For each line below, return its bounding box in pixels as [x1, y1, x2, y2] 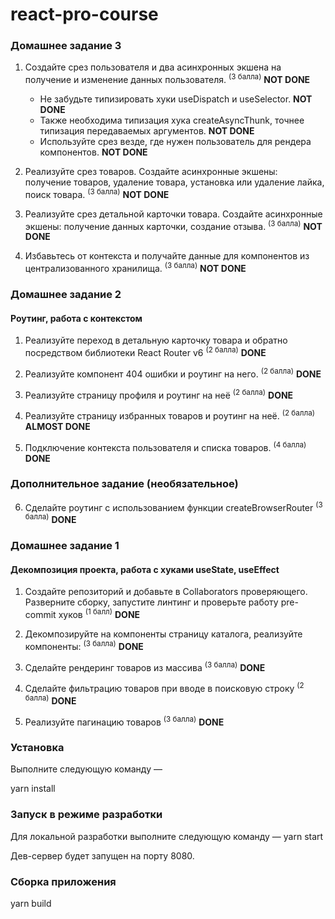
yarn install [10, 783, 56, 795]
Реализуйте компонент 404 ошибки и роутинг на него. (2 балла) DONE [24, 366, 322, 380]
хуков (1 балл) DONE [58, 607, 141, 620]
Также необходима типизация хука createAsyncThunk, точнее [39, 114, 305, 127]
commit [24, 608, 57, 620]
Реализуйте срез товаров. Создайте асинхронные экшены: [24, 166, 278, 178]
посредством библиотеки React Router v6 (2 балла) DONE [24, 345, 267, 358]
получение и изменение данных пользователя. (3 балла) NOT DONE [24, 72, 311, 86]
